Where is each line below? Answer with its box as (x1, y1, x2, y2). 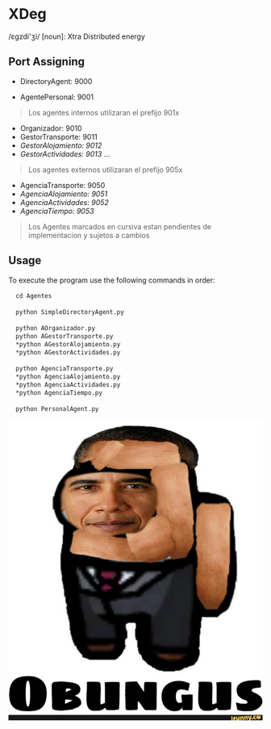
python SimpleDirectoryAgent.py (15, 308, 125, 316)
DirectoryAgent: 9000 (19, 76, 93, 86)
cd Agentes (15, 291, 52, 300)
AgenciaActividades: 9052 (19, 197, 109, 207)
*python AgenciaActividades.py (15, 380, 121, 388)
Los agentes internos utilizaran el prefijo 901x (27, 107, 180, 117)
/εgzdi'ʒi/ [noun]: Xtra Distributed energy (8, 31, 145, 41)
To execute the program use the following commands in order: (8, 275, 215, 285)
